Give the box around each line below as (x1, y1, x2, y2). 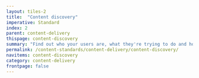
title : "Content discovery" (6, 14, 78, 20)
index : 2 (6, 25, 28, 31)
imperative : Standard (6, 19, 60, 25)
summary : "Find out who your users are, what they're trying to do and (6, 42, 187, 48)
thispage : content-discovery (6, 36, 78, 42)
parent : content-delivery (6, 30, 70, 36)
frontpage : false (6, 63, 49, 69)
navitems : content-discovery (6, 52, 78, 58)
